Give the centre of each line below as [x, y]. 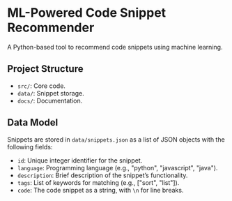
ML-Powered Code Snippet [87, 13]
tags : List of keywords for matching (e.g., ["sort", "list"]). [98, 182]
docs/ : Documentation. [50, 100]
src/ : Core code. [41, 86]
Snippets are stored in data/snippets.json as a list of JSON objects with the [116, 139]
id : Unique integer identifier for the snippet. [80, 160]
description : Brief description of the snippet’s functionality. [102, 175]
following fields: [30, 147]
